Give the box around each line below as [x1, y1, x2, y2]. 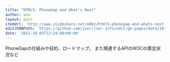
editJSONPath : [5, 26, 35, 31]
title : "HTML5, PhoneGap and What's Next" [5, 7, 96, 13]
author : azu [5, 12, 30, 17]
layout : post [5, 17, 33, 22]
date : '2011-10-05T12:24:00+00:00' [5, 31, 80, 36]
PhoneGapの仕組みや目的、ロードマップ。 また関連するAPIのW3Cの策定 [5, 45, 157, 51]
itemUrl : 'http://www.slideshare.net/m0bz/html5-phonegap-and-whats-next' [5, 21, 166, 27]
